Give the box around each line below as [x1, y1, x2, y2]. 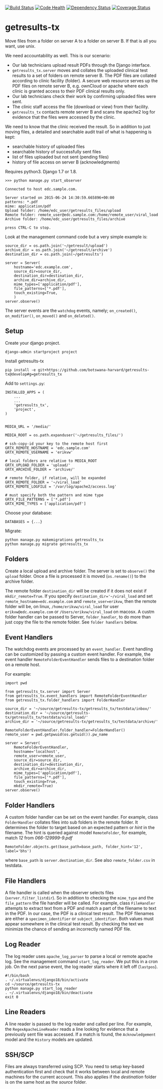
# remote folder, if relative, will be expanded [5, 475, 106, 480]
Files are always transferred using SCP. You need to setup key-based [5, 1064, 144, 1069]
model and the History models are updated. [5, 1036, 93, 1042]
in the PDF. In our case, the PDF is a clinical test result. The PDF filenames [5, 911, 154, 916]
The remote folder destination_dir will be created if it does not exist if [5, 588, 147, 593]
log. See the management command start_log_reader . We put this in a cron [5, 958, 158, 964]
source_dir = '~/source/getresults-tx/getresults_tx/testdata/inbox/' [5, 707, 152, 711]
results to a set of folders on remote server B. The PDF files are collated [12, 72, 157, 78]
